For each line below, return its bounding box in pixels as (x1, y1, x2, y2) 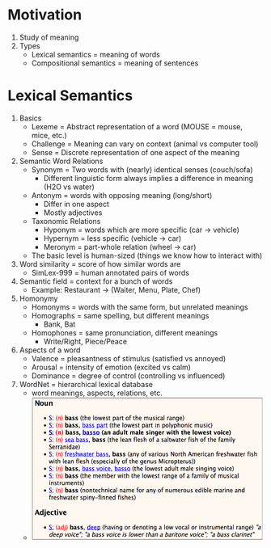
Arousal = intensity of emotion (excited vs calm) (31, 362, 192, 372)
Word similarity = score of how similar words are (19, 259, 181, 268)
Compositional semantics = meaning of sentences (31, 58, 199, 68)
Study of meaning (19, 32, 79, 42)
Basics (19, 113, 42, 123)
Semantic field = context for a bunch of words (19, 276, 173, 286)
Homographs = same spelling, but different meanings (31, 310, 210, 320)
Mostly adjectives (43, 208, 103, 217)
